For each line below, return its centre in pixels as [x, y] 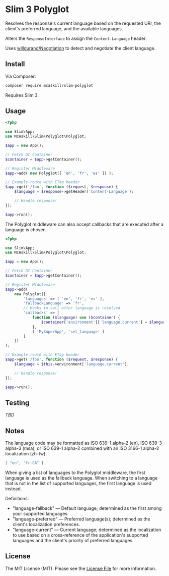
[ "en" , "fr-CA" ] [24, 463]
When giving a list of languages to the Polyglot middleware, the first [75, 473]
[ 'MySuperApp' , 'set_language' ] [68, 332]
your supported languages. [40, 513]
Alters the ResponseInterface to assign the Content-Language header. [76, 38]
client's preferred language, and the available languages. [64, 28]
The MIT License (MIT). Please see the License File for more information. [81, 568]
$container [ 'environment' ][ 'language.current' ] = [94, 322]
